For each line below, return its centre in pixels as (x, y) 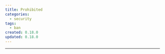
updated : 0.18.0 (22, 37)
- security (21, 19)
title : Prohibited (24, 10)
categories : (17, 14)
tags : (11, 23)
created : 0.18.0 (22, 32)
